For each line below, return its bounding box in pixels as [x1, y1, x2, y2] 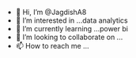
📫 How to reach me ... [15, 42, 89, 50]
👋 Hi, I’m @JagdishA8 [15, 8, 87, 16]
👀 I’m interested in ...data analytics [15, 16, 128, 25]
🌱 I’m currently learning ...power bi [15, 24, 129, 33]
